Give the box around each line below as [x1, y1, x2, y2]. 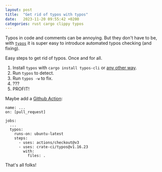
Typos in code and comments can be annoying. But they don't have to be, [5, 35, 157, 41]
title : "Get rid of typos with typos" [5, 12, 88, 17]
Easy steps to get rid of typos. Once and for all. [5, 55, 102, 61]
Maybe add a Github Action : [5, 96, 63, 102]
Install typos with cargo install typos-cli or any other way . [12, 65, 137, 71]
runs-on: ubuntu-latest [14, 132, 64, 137]
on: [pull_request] [5, 110, 46, 115]
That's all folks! [5, 162, 36, 168]
